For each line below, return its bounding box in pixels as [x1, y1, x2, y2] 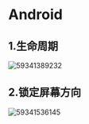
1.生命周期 [8, 39, 59, 52]
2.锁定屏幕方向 [8, 86, 82, 99]
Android [8, 6, 64, 24]
